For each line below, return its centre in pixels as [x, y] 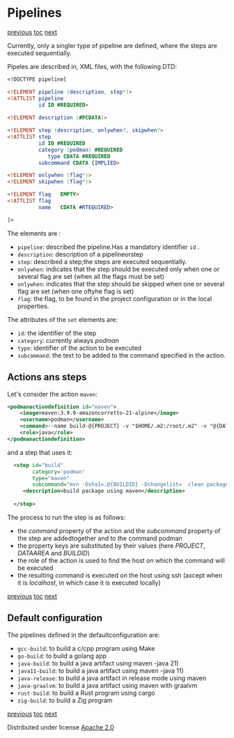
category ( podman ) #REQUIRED [80, 150]
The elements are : [34, 233]
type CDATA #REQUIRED [79, 156]
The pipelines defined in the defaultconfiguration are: [84, 635]
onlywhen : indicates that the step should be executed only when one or [118, 269]
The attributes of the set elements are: [63, 319]
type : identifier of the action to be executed [79, 348]
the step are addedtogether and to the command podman [100, 538]
